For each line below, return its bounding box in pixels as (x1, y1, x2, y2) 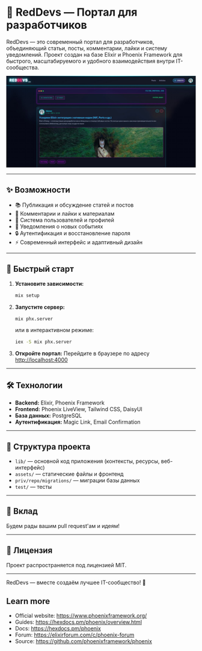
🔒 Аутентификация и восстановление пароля (14, 229, 130, 237)
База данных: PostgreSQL (14, 412, 82, 420)
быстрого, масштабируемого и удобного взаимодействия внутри (6, 57, 175, 64)
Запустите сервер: (14, 303, 65, 310)
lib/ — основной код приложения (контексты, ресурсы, (14, 458, 160, 465)
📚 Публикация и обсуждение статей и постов (14, 201, 134, 209)
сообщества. (6, 63, 40, 71)
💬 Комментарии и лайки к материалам (14, 210, 115, 217)
